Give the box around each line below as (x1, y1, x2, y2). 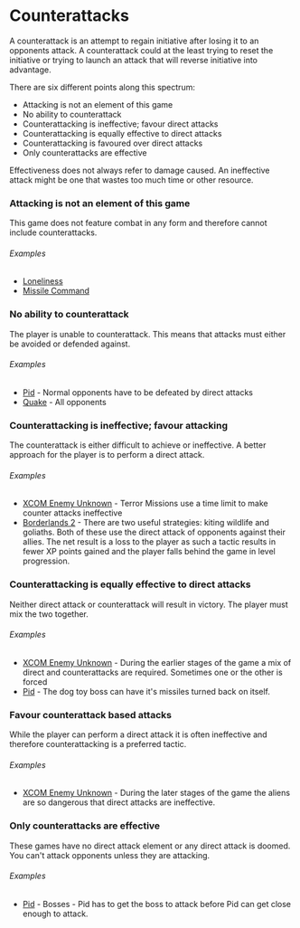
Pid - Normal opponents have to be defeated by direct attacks (22, 386, 253, 398)
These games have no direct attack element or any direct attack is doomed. (9, 840, 291, 851)
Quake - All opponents (22, 396, 107, 407)
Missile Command (22, 286, 90, 297)
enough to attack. (22, 908, 89, 919)
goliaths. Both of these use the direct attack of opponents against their (22, 526, 286, 538)
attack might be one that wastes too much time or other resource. (9, 174, 254, 185)
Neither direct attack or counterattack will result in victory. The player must (9, 599, 289, 610)
